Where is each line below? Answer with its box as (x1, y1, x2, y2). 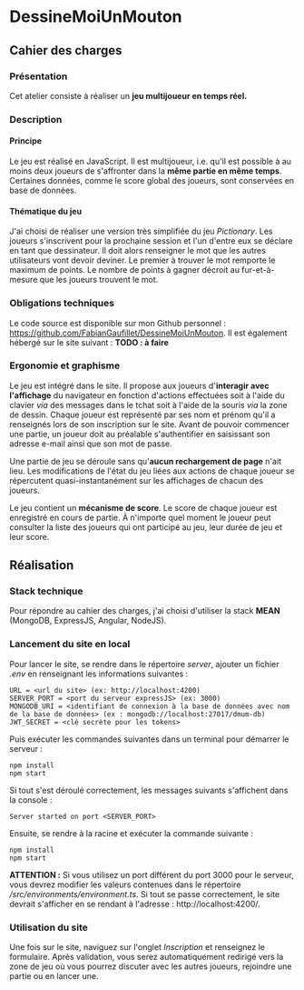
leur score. (9, 531, 50, 542)
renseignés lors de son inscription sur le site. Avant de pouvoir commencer (9, 418, 289, 429)
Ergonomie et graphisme (9, 359, 121, 372)
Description (9, 113, 63, 125)
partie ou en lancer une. (9, 971, 99, 982)
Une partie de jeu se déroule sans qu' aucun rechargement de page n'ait (9, 455, 282, 466)
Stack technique (9, 585, 83, 597)
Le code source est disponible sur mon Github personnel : (9, 317, 227, 328)
